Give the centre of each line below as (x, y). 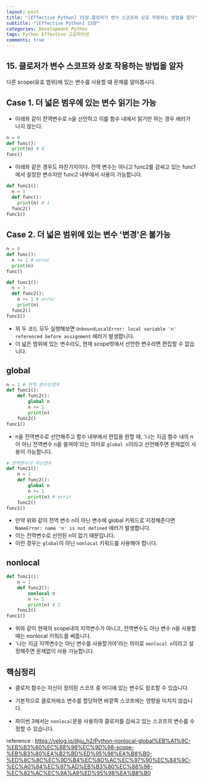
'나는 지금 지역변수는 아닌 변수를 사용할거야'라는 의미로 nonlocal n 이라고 (101, 644)
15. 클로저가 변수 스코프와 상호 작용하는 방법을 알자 (95, 66)
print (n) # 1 (34, 203)
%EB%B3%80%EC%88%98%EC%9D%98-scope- (70, 747)
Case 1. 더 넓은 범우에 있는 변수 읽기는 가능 (82, 103)
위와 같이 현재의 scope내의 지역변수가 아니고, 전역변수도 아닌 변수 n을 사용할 (105, 629)
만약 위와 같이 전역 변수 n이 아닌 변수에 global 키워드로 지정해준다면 (95, 520)
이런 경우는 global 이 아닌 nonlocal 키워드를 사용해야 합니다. (86, 543)
